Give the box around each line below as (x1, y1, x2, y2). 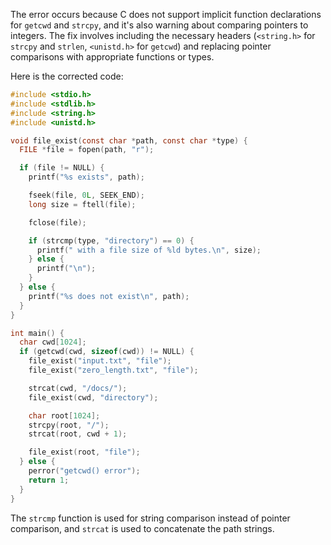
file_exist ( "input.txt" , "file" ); (28, 356, 172, 366)
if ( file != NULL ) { (19, 163, 105, 173)
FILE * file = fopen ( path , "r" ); (19, 145, 155, 155)
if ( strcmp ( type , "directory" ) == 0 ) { (28, 235, 195, 246)
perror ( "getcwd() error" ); (28, 466, 141, 476)
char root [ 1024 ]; (28, 410, 101, 421)
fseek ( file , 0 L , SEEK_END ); (28, 190, 145, 200)
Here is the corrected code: (10, 70, 124, 82)
